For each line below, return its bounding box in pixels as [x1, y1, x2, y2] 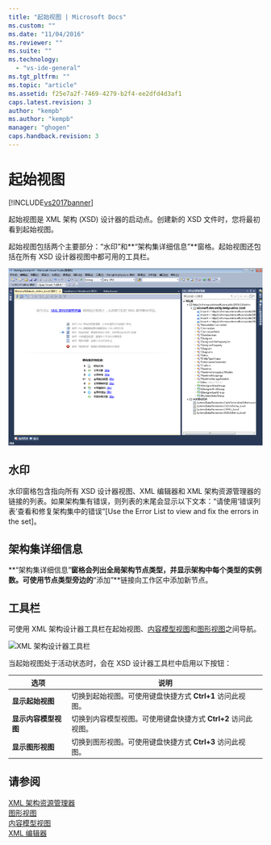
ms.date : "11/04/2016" [8, 30, 85, 38]
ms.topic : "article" [8, 81, 78, 89]
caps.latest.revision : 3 [8, 98, 92, 107]
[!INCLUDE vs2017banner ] [8, 198, 94, 207]
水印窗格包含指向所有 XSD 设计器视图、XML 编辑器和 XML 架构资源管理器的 [8, 486, 261, 496]
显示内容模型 [11, 714, 55, 724]
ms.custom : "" [8, 21, 56, 30]
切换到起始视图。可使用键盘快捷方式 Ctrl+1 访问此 [71, 691, 239, 701]
